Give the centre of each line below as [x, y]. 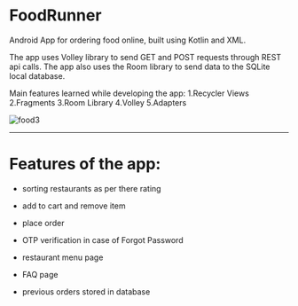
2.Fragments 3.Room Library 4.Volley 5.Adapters [98, 102]
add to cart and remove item [74, 206]
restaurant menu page [63, 257]
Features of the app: [85, 164]
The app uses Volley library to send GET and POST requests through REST [145, 57]
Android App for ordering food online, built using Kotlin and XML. [128, 40]
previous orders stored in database [86, 291]
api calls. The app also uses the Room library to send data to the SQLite [140, 67]
